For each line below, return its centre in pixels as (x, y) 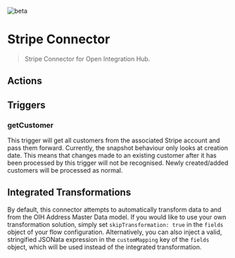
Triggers (26, 105)
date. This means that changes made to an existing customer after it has (112, 156)
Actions (25, 81)
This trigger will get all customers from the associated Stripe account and (114, 140)
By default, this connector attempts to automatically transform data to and (114, 209)
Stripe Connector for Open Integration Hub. (87, 59)
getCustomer (31, 125)
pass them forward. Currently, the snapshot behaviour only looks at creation (118, 148)
